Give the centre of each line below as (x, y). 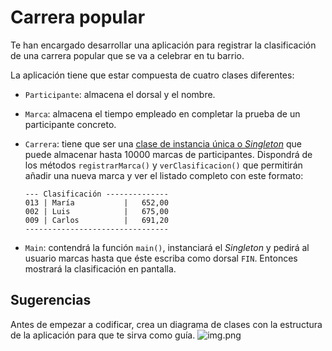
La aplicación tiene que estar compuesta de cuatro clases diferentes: (152, 75)
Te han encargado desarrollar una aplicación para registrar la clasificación (163, 45)
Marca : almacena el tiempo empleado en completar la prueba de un (162, 113)
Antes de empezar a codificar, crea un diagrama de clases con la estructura (166, 324)
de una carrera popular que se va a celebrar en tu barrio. (127, 55)
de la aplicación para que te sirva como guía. (103, 335)
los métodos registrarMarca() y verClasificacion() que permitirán (163, 165)
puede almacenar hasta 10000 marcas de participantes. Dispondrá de (168, 154)
